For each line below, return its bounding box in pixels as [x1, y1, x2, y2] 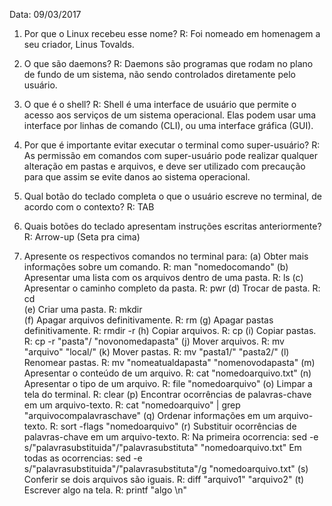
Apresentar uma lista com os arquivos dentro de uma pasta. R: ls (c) [23, 272, 304, 283]
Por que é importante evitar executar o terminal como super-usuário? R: [23, 139, 321, 151]
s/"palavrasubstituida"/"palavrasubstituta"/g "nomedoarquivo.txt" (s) [23, 463, 309, 474]
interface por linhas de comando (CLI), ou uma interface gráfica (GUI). [23, 120, 314, 131]
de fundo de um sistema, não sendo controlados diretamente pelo [23, 69, 296, 80]
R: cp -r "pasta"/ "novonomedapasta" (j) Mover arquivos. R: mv [23, 335, 285, 347]
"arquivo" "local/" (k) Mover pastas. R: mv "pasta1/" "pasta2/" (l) [23, 346, 290, 358]
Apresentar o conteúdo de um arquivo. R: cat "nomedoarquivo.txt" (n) [23, 367, 312, 379]
